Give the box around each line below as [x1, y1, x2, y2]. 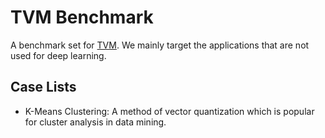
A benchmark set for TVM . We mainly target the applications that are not [10, 39, 310, 51]
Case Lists [10, 79, 77, 96]
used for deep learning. [10, 49, 107, 61]
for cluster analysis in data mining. [24, 116, 167, 128]
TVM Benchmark [10, 6, 154, 29]
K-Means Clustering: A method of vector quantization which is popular [24, 105, 315, 117]
